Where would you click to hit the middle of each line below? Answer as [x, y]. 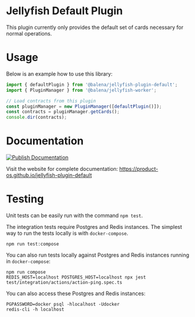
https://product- [139, 169]
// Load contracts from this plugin [51, 101]
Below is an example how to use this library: [60, 74]
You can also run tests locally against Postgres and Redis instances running [98, 255]
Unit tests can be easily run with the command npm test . [75, 215]
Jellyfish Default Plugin [65, 11]
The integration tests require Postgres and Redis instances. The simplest [94, 227]
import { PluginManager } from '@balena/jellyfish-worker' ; [82, 90]
